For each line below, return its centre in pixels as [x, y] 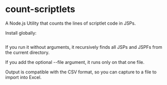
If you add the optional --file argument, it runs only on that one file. [75, 62]
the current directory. [27, 52]
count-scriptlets [40, 9]
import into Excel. [24, 77]
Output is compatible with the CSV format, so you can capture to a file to [81, 72]
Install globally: [21, 33]
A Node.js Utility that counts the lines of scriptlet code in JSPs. [71, 23]
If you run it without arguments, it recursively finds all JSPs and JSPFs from [84, 47]
